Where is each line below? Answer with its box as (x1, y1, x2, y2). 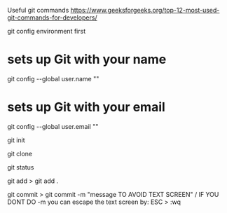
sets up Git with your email (7, 99, 166, 115)
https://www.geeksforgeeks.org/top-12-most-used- (70, 6, 220, 14)
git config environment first (7, 27, 86, 35)
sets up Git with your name (7, 52, 167, 67)
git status (7, 163, 34, 171)
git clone (7, 149, 33, 158)
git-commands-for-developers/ (7, 13, 97, 22)
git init (7, 136, 26, 144)
